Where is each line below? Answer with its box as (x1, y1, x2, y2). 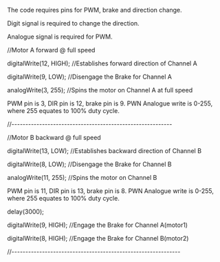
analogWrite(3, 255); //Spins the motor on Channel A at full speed (7, 86, 193, 94)
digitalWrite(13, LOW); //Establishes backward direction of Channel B (7, 147, 201, 154)
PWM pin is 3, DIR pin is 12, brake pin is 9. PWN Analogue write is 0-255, (7, 99, 213, 108)
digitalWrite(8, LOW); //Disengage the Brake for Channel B (7, 160, 172, 168)
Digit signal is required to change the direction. (7, 19, 140, 27)
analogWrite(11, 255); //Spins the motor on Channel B (7, 174, 157, 181)
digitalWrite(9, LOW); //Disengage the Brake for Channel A (7, 72, 172, 81)
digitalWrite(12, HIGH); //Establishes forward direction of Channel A (7, 59, 197, 68)
